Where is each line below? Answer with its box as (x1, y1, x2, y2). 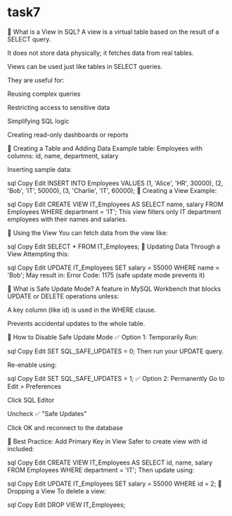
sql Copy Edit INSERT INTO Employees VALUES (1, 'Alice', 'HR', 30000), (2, (7, 179, 224, 187)
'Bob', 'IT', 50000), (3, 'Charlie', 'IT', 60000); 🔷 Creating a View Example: (7, 186, 217, 194)
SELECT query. (7, 34, 51, 43)
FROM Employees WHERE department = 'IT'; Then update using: (7, 465, 195, 474)
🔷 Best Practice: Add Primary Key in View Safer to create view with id (7, 437, 207, 446)
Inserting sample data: (7, 165, 72, 173)
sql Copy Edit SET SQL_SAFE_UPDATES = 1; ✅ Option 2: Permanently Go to (7, 374, 225, 382)
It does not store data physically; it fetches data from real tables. (7, 49, 194, 57)
